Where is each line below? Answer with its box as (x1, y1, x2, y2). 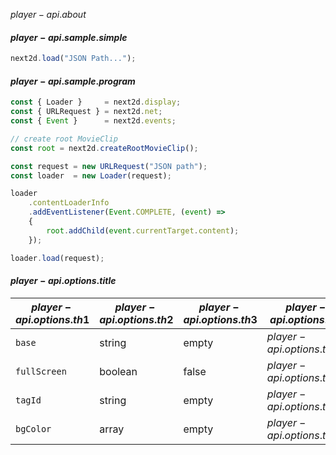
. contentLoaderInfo (28, 198, 110, 208)
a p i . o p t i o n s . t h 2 (99, 312, 174, 326)
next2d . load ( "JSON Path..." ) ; (10, 54, 137, 64)
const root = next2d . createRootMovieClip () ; (10, 143, 199, 153)
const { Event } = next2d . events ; (10, 116, 177, 126)
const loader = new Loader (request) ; (10, 170, 172, 181)
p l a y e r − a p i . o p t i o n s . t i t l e (10, 275, 117, 287)
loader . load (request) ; (10, 253, 105, 263)
